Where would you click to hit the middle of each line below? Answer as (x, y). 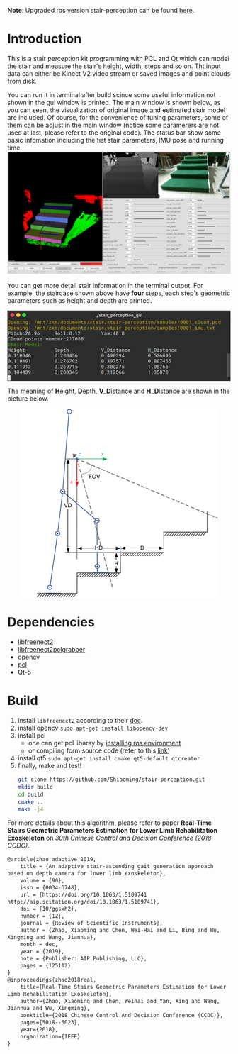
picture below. (28, 399)
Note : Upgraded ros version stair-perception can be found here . (101, 10)
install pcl (32, 735)
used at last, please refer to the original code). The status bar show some (114, 132)
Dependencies (51, 622)
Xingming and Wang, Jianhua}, (52, 938)
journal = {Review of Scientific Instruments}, (91, 923)
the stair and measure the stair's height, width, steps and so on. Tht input (114, 66)
